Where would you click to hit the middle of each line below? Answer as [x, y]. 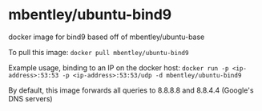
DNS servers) [31, 98]
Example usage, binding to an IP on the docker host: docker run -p [119, 67]
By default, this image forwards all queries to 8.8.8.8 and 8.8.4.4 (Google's [131, 90]
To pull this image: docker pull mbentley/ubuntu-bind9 [99, 52]
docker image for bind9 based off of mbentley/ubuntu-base [107, 37]
